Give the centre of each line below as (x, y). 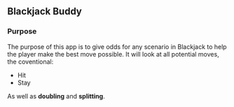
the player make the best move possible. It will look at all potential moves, (113, 54)
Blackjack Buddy (45, 12)
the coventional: (30, 62)
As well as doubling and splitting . (56, 96)
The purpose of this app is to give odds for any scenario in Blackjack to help (117, 47)
